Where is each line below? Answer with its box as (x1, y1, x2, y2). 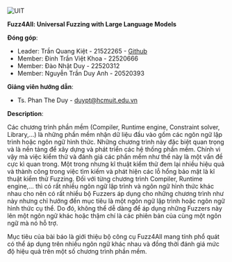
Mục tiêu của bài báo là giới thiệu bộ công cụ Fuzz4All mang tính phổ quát (7, 233, 220, 240)
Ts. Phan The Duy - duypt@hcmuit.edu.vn (17, 96, 138, 104)
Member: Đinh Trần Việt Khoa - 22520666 (17, 54, 139, 63)
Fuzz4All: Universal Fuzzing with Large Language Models (7, 20, 177, 28)
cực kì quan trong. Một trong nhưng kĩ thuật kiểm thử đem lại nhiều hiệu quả (7, 160, 224, 168)
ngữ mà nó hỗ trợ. (7, 219, 58, 227)
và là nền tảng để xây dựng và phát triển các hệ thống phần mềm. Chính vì (7, 145, 221, 153)
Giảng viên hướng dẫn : (7, 83, 74, 90)
